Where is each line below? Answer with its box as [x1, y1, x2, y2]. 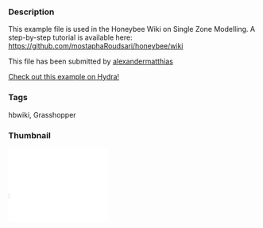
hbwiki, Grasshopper [8, 110, 77, 119]
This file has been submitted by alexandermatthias [8, 56, 173, 66]
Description [8, 6, 55, 17]
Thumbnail [8, 129, 52, 141]
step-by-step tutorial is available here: [8, 33, 133, 42]
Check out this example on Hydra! [8, 72, 120, 82]
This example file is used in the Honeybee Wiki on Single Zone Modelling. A [8, 25, 256, 34]
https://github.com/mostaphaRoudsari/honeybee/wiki [8, 41, 184, 51]
